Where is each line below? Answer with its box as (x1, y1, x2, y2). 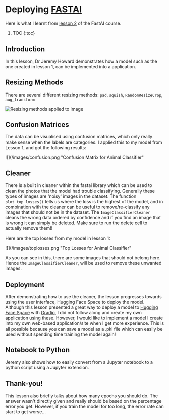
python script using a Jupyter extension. (5, 364, 89, 370)
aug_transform (5, 97, 35, 102)
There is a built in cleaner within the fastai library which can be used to (5, 182, 152, 189)
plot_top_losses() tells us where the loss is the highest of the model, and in (5, 199, 163, 205)
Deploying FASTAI (5, 4, 82, 15)
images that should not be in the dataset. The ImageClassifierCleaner (5, 209, 150, 215)
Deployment (5, 280, 45, 289)
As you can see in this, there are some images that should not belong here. (5, 255, 161, 261)
